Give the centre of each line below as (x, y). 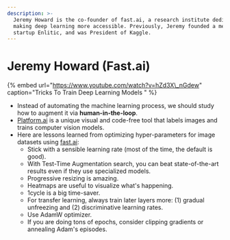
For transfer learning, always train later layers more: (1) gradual (116, 200)
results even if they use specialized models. (89, 171)
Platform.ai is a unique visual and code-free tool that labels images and (117, 120)
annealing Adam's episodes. (67, 229)
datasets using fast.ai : (48, 142)
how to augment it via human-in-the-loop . (77, 113)
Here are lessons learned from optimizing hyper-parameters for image (116, 135)
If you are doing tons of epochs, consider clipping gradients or (115, 222)
